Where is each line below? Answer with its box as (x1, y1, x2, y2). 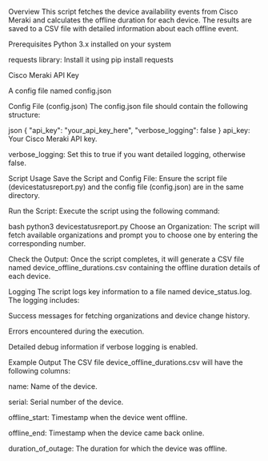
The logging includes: (8, 296, 80, 305)
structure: (8, 110, 41, 119)
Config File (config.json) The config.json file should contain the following (8, 102, 248, 111)
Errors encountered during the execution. (8, 326, 145, 336)
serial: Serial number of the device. (8, 397, 124, 406)
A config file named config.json (8, 86, 112, 95)
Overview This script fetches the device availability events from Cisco (8, 7, 238, 16)
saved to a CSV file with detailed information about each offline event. (8, 24, 239, 33)
